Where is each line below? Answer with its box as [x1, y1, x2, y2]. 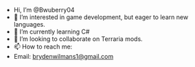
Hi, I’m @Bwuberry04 [13, 6, 75, 14]
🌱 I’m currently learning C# [13, 27, 90, 36]
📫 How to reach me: [13, 42, 73, 51]
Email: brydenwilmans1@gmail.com [13, 53, 114, 60]
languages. [13, 21, 46, 28]
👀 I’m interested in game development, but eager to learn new [13, 13, 189, 21]
